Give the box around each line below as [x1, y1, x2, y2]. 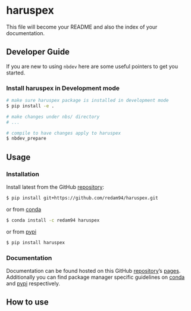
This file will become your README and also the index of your [6, 23, 158, 30]
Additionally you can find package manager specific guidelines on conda [6, 273, 185, 281]
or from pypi [6, 228, 37, 235]
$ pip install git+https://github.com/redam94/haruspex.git [6, 195, 159, 201]
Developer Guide [6, 47, 70, 57]
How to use [6, 297, 49, 307]
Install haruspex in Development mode [6, 84, 120, 92]
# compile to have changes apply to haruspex [6, 130, 121, 136]
